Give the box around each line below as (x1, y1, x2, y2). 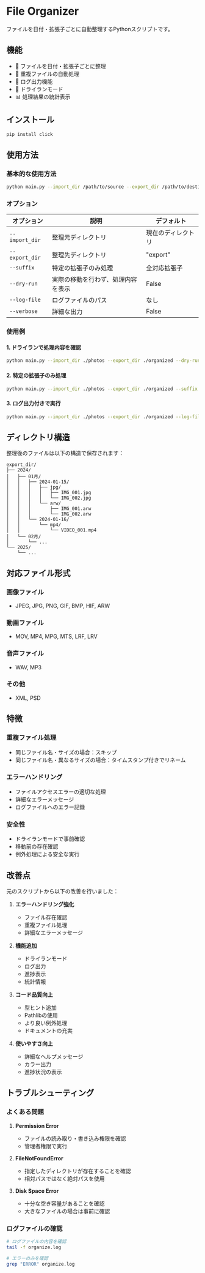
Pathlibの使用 (24, 1012, 58, 1019)
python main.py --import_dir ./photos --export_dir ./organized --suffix (6, 386, 198, 392)
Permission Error (15, 1122, 59, 1129)
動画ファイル (6, 618, 45, 627)
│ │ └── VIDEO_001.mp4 (6, 527, 97, 533)
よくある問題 (6, 1108, 45, 1116)
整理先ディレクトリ (51, 251, 107, 260)
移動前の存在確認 (15, 843, 59, 851)
